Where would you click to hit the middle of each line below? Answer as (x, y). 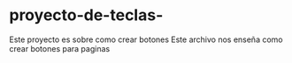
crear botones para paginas (60, 48)
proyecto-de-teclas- (86, 15)
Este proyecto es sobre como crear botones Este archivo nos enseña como (146, 39)
